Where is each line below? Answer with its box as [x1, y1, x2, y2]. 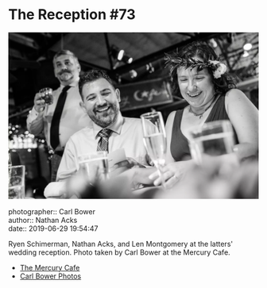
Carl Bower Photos [19, 271, 82, 281]
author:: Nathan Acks [8, 215, 78, 225]
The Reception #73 [8, 6, 137, 24]
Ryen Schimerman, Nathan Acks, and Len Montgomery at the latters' [8, 239, 233, 248]
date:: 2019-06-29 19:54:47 [8, 224, 99, 233]
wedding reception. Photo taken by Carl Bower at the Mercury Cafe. [8, 248, 230, 257]
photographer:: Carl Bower [8, 206, 95, 216]
